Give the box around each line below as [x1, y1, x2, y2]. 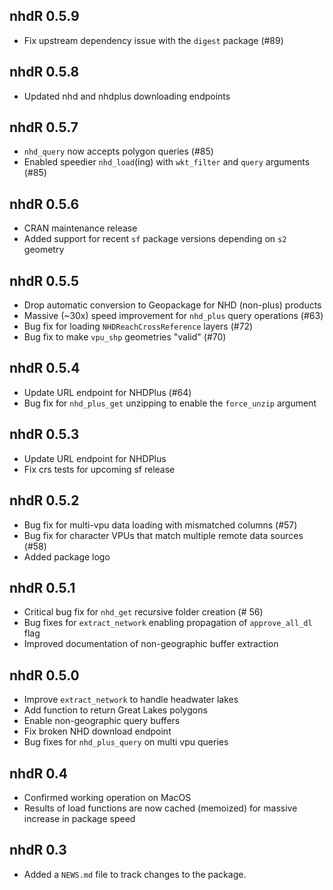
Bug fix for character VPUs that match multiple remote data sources [23, 529, 304, 541]
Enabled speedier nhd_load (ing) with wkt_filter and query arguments [23, 156, 311, 168]
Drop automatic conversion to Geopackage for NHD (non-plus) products [23, 299, 322, 311]
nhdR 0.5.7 [9, 119, 79, 136]
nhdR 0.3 [9, 842, 67, 859]
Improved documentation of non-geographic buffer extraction [23, 638, 279, 650]
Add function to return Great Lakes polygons [23, 704, 208, 716]
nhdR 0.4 [9, 765, 68, 782]
